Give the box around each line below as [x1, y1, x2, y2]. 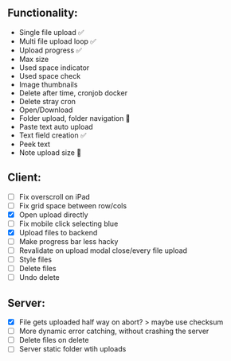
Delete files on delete [18, 336, 89, 345]
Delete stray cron [18, 96, 76, 106]
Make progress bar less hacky [18, 236, 119, 246]
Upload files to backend [18, 227, 98, 237]
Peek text [18, 139, 51, 149]
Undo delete [18, 273, 61, 282]
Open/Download [18, 105, 73, 115]
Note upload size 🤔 [18, 147, 82, 157]
